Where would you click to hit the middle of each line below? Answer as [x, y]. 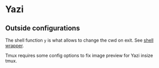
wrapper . [15, 46]
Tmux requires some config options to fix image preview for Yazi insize [79, 55]
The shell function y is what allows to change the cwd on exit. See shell [79, 40]
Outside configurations [43, 28]
